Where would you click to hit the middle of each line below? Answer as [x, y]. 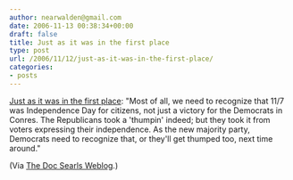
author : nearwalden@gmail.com [66, 17]
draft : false [33, 34]
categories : [31, 68]
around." [25, 148]
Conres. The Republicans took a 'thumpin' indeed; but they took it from [140, 119]
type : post [29, 51]
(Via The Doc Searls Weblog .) [64, 165]
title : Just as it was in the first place [89, 42]
